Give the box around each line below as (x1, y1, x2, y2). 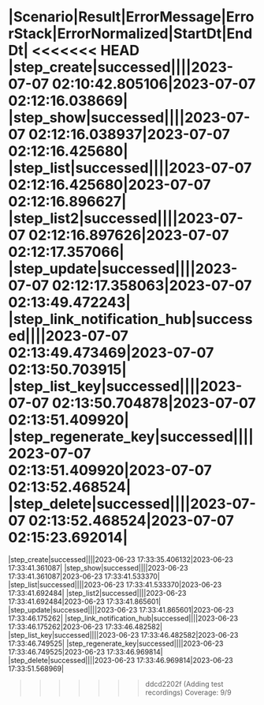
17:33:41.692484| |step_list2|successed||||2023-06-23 (8, 588, 187, 598)
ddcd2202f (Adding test (145, 679, 224, 688)
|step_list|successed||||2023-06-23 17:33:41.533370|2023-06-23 (8, 579, 222, 589)
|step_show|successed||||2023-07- (8, 109, 251, 126)
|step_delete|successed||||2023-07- (8, 495, 256, 513)
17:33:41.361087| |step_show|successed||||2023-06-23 (8, 563, 188, 572)
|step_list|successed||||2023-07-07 (8, 159, 252, 177)
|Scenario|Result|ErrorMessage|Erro (8, 8, 255, 26)
